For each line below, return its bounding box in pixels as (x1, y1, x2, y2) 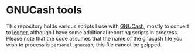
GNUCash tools (6, 3, 83, 17)
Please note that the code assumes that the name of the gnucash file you (6, 35, 183, 42)
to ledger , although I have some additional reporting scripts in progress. (6, 28, 179, 35)
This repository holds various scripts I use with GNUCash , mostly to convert (6, 23, 189, 30)
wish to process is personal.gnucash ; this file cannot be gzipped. (6, 41, 162, 48)
